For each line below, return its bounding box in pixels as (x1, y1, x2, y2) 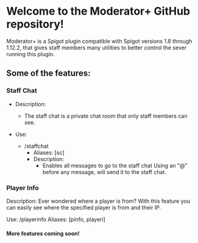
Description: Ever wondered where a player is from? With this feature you (6, 197, 191, 205)
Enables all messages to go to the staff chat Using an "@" (42, 162, 188, 169)
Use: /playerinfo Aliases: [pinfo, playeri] (6, 216, 105, 223)
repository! (6, 17, 64, 31)
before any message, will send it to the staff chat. (42, 168, 166, 175)
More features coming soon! (6, 230, 80, 237)
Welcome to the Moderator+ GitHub (6, 4, 191, 18)
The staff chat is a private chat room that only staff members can (24, 112, 188, 120)
